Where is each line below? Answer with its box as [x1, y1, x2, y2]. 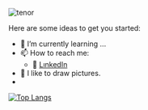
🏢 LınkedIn [32, 60, 68, 69]
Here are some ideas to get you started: [8, 23, 142, 32]
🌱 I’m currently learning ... [19, 39, 107, 49]
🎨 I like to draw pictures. [19, 69, 101, 78]
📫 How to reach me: [19, 49, 90, 57]
